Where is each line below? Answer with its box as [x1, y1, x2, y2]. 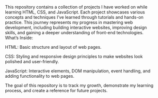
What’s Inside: [5, 35, 33, 41]
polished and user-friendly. [5, 59, 59, 64]
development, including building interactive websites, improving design [5, 25, 147, 30]
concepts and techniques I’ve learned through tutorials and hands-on [5, 14, 144, 20]
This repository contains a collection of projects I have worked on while [5, 4, 148, 10]
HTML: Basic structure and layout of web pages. [5, 44, 102, 50]
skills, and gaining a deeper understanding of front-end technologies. [5, 30, 144, 35]
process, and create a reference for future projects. [5, 88, 108, 93]
